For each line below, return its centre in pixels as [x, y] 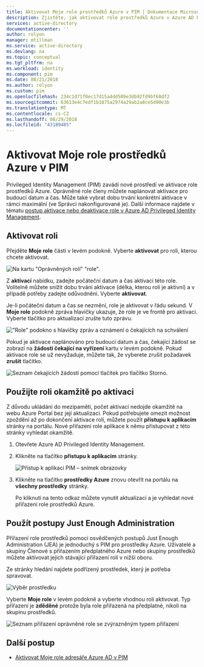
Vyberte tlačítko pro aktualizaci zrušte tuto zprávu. [70, 318]
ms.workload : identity [35, 68]
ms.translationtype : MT [36, 108]
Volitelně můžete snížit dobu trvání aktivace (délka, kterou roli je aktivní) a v [101, 287]
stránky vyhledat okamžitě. [40, 433]
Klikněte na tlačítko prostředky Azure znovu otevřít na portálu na [97, 479]
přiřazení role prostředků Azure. [55, 504]
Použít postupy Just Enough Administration [90, 523]
